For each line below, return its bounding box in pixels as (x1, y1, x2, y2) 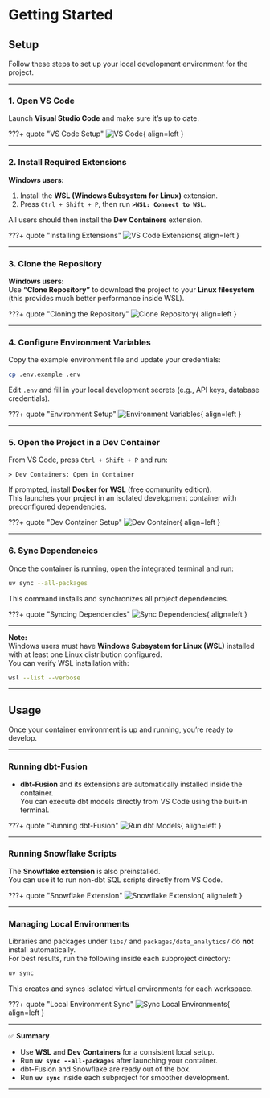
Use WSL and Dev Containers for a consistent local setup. (19, 1046, 215, 1056)
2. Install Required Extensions (8, 157, 127, 168)
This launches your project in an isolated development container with (8, 493, 237, 503)
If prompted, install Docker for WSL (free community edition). (8, 485, 212, 494)
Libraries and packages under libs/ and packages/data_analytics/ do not (8, 936, 255, 947)
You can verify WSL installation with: (8, 658, 129, 667)
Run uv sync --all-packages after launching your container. (19, 1055, 219, 1065)
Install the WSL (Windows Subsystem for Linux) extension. (19, 191, 219, 200)
